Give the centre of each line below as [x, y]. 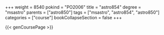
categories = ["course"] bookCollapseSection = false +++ [64, 17]
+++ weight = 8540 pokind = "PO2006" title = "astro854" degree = [73, 7]
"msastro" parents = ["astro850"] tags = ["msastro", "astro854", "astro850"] [82, 12]
